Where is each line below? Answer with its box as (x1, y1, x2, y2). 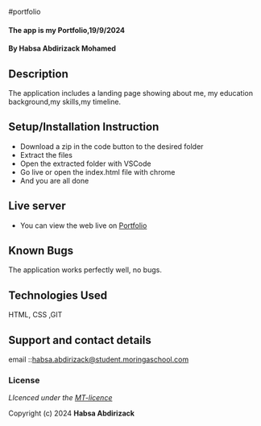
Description (8, 67, 68, 81)
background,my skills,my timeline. (8, 97, 122, 106)
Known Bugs (8, 244, 74, 258)
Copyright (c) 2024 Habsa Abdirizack (8, 408, 135, 418)
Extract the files (19, 150, 72, 159)
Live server (8, 199, 66, 213)
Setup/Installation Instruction (8, 120, 159, 134)
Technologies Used (8, 288, 107, 302)
